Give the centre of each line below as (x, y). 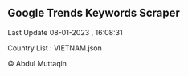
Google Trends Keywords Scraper (94, 13)
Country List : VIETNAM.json (55, 48)
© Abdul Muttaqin (37, 63)
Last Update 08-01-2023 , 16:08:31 (65, 32)
